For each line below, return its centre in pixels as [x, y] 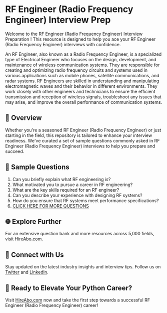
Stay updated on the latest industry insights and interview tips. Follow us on [83, 267]
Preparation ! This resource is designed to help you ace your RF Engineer [80, 39]
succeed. [15, 151]
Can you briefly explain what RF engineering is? [61, 179]
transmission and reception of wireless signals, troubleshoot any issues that [83, 97]
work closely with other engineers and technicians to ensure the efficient [80, 91]
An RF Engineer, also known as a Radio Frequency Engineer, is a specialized [83, 54]
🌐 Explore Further [33, 221]
